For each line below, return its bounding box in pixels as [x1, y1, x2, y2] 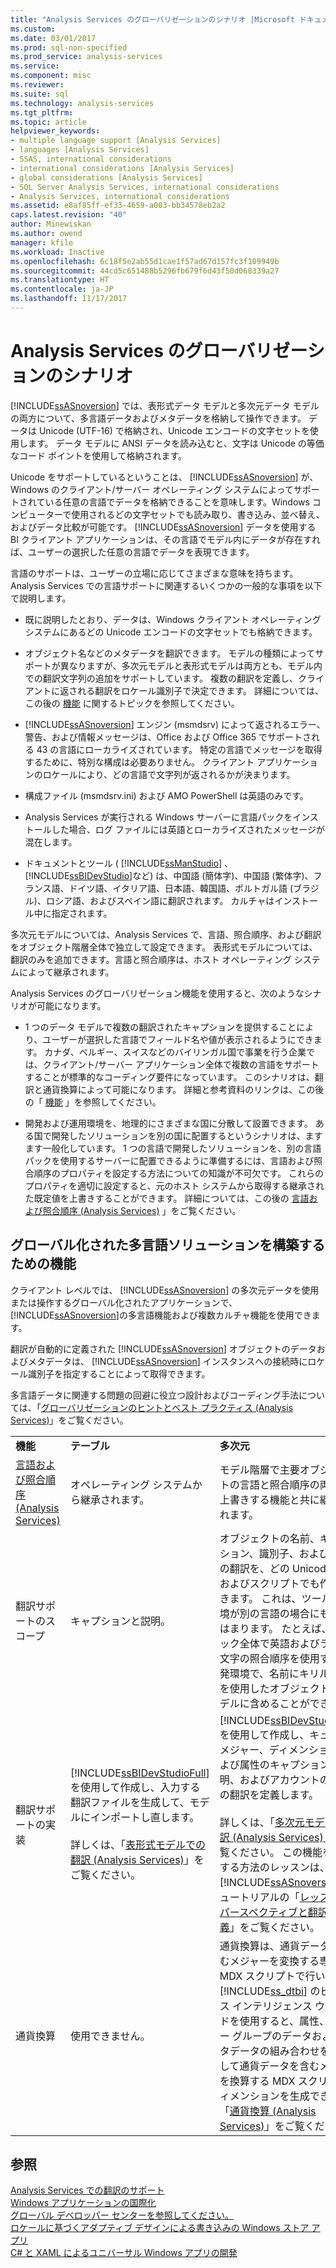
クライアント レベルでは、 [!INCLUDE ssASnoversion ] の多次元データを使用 [10, 1284, 320, 1296]
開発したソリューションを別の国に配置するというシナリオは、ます [51, 1129, 323, 1141]
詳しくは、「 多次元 [219, 1815, 305, 1829]
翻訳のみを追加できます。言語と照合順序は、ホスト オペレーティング [10, 953, 292, 965]
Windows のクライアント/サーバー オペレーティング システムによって [10, 483, 294, 495]
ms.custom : [10, 24, 56, 34]
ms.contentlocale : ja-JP [10, 284, 114, 295]
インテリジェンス [232, 1999, 313, 2013]
